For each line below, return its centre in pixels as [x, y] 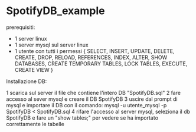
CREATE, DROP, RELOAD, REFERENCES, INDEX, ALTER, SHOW [91, 57]
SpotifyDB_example [55, 11]
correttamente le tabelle [35, 124]
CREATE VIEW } [34, 70]
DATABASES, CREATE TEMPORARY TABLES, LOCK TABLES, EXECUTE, [101, 64]
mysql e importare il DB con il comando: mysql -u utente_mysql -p [86, 105]
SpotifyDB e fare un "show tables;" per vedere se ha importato [82, 118]
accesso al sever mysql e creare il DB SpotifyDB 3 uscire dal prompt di [92, 99]
